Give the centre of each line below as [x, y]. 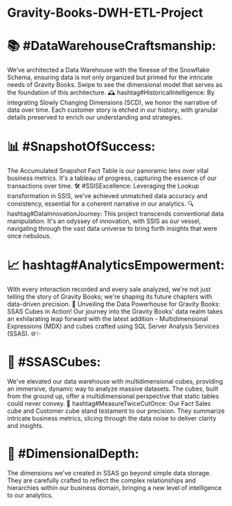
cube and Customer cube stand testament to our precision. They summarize [116, 411]
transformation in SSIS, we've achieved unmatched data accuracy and [107, 196]
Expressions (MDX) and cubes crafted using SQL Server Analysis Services [113, 326]
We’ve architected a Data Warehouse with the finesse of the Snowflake [108, 70]
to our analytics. [30, 495]
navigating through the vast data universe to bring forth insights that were [112, 229]
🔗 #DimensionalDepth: [73, 454]
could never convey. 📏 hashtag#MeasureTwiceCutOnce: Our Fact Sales [109, 403]
